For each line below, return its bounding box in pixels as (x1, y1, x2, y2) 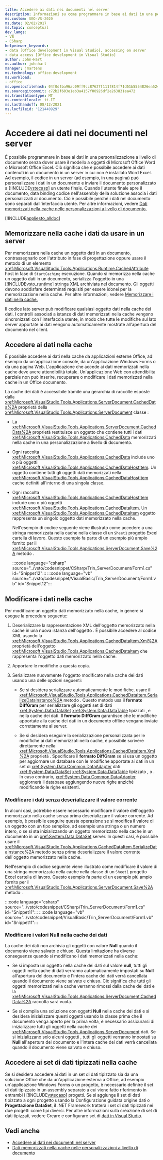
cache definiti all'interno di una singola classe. (12, 480, 105, 486)
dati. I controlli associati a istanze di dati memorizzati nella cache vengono (5, 311, 154, 317)
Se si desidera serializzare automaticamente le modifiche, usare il (19, 687, 151, 693)
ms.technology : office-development (5, 71, 77, 75)
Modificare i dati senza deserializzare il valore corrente (5, 796, 137, 803)
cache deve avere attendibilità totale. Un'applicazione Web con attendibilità (5, 369, 156, 375)
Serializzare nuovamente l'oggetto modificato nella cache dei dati (12, 672, 143, 678)
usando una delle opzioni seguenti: (12, 678, 82, 683)
